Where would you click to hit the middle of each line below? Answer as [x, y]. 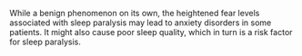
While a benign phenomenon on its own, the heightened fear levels [135, 13]
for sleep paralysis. [45, 42]
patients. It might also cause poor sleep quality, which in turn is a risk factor [151, 32]
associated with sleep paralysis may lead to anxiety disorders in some [141, 23]
